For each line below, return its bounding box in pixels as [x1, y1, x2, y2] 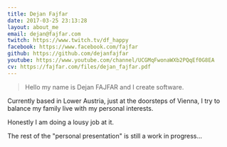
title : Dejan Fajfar [7, 10, 69, 18]
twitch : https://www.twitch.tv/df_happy [7, 37, 130, 44]
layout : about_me [7, 23, 59, 31]
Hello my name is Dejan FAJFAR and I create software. [24, 82, 184, 91]
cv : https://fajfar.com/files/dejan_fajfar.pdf [7, 63, 152, 70]
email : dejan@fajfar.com [7, 30, 81, 38]
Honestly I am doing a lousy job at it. [7, 118, 115, 126]
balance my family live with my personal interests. [7, 104, 154, 112]
